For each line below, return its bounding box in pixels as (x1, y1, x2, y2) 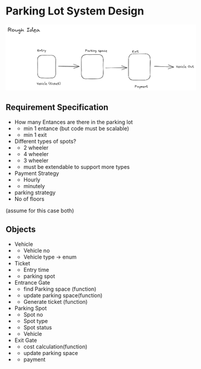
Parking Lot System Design (5, 4, 144, 18)
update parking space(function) (23, 291, 103, 299)
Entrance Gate (14, 279, 51, 286)
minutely (23, 182, 45, 189)
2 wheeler (23, 143, 49, 151)
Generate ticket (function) (23, 298, 88, 305)
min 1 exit (23, 131, 47, 138)
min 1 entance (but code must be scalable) (23, 125, 129, 132)
